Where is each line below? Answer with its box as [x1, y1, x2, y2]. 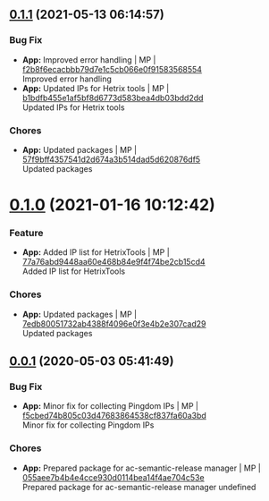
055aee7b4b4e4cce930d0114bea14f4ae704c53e [21, 471, 205, 482]
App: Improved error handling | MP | [21, 54, 156, 65]
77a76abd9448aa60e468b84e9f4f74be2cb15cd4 [21, 257, 206, 267]
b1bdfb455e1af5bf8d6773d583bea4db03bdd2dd [21, 92, 204, 103]
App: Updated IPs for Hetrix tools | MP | [21, 82, 170, 93]
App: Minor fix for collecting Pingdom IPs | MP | [21, 401, 199, 412]
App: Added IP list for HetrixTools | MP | [21, 247, 170, 258]
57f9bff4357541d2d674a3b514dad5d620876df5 [21, 154, 201, 165]
